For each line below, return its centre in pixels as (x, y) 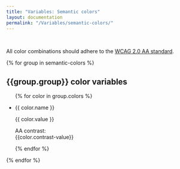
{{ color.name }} (35, 107)
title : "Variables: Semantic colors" (53, 12)
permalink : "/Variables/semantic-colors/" (60, 23)
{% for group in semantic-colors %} (50, 63)
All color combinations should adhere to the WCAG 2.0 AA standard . (90, 51)
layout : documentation (34, 17)
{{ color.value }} (34, 119)
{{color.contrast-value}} (44, 137)
